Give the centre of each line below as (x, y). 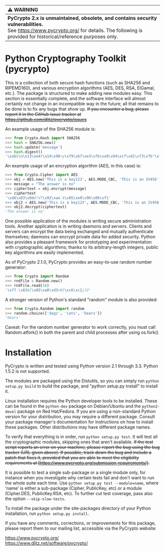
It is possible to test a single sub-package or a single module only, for (75, 472)
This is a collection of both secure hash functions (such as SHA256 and (78, 82)
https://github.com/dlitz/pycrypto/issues (46, 119)
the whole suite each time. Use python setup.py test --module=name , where (82, 483)
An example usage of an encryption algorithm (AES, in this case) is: (73, 166)
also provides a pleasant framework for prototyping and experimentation (79, 242)
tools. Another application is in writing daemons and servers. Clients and (79, 226)
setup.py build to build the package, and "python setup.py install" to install (82, 386)
